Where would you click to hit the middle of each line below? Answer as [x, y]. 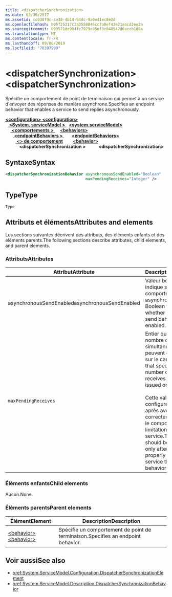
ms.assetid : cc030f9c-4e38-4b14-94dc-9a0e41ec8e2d [60, 19]
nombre [154, 340]
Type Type [21, 195]
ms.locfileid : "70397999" [33, 48]
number [155, 372]
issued [153, 385]
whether [155, 313]
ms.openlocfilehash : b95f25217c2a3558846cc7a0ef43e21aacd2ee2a [74, 24]
